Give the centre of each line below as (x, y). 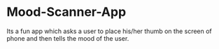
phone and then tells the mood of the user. (68, 38)
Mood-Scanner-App (66, 12)
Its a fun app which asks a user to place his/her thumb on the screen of (109, 31)
